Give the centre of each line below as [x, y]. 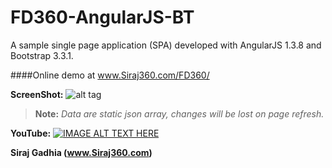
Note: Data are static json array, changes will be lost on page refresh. [179, 113]
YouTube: [31, 133]
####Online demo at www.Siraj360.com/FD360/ [110, 75]
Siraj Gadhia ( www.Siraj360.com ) [81, 152]
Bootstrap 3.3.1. [42, 55]
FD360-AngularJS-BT [102, 17]
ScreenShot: [37, 94]
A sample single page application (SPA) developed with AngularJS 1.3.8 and [166, 45]
